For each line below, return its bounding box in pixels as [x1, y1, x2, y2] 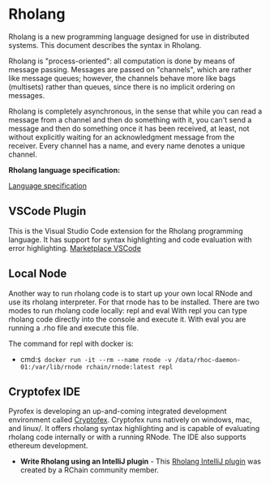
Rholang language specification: [8, 165, 121, 175]
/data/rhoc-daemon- [174, 356, 241, 364]
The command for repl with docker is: [8, 339, 134, 348]
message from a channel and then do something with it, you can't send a [8, 114, 252, 124]
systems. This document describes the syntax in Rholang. [8, 40, 202, 50]
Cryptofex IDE [8, 385, 81, 399]
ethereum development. [8, 441, 88, 451]
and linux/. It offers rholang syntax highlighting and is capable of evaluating [8, 424, 260, 433]
